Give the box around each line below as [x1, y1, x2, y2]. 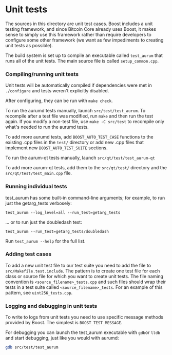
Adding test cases [5, 250, 52, 258]
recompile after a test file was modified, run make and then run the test [5, 113, 154, 119]
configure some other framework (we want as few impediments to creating [5, 37, 164, 43]
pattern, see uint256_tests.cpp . [5, 289, 73, 295]
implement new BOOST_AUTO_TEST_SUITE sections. [5, 145, 108, 151]
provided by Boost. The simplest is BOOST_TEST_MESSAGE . [5, 320, 123, 326]
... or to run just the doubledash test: [5, 219, 82, 225]
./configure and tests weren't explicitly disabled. [5, 88, 109, 94]
